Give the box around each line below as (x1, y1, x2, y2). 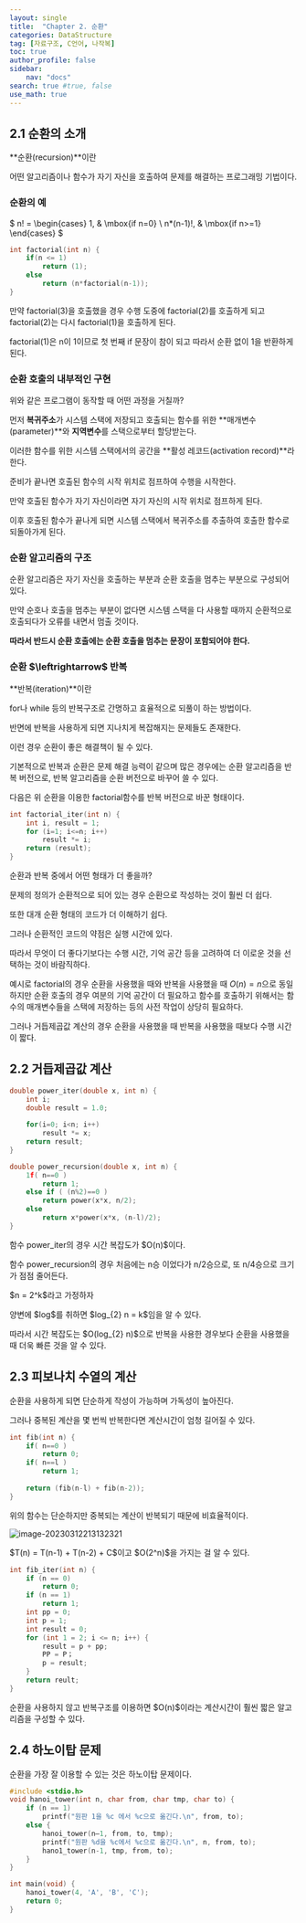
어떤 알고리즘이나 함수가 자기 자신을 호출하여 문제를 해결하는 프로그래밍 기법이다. (9, 171, 298, 183)
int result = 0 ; (26, 1624, 89, 1633)
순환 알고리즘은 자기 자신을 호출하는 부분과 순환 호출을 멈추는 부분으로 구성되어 (9, 574, 290, 585)
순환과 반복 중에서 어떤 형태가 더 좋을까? (9, 870, 153, 881)
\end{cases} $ (9, 227, 64, 238)
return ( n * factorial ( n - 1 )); (42, 280, 149, 289)
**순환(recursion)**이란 (9, 152, 97, 163)
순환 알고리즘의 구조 (9, 552, 92, 565)
